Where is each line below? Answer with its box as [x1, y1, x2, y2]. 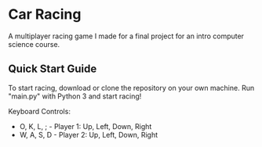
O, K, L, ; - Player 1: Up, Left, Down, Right [19, 121, 152, 131]
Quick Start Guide [8, 63, 97, 76]
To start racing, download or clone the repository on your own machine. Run [8, 83, 255, 92]
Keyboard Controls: [8, 106, 71, 116]
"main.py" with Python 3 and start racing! [8, 91, 142, 101]
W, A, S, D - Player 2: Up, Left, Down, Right [19, 130, 158, 139]
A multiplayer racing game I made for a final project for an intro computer [8, 31, 245, 41]
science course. [8, 39, 60, 48]
